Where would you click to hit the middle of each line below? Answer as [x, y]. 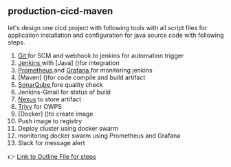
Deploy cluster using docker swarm [68, 128]
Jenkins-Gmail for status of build [64, 92]
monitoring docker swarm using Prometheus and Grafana [99, 136]
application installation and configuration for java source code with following [116, 35]
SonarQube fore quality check [60, 84]
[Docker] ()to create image [55, 114]
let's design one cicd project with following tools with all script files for [108, 27]
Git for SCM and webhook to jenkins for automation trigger [101, 55]
